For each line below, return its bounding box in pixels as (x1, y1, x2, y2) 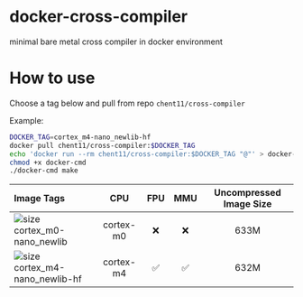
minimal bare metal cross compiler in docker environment (9, 36, 224, 47)
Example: (9, 115, 44, 125)
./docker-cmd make (9, 166, 78, 175)
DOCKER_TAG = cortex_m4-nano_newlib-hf (9, 133, 151, 142)
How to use (9, 68, 96, 88)
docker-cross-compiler (9, 6, 188, 27)
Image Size (223, 198, 272, 210)
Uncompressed (214, 187, 281, 200)
